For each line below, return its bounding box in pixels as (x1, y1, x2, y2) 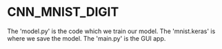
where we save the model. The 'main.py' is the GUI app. (7, 34, 166, 42)
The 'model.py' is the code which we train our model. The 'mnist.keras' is (7, 27, 216, 35)
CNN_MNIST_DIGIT (7, 4, 119, 20)
